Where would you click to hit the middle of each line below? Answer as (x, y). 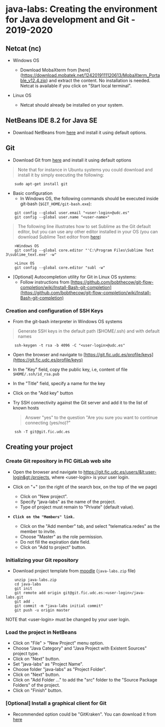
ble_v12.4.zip (33, 81)
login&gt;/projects (31, 477)
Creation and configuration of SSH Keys (54, 311)
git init (23, 588)
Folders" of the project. (36, 685)
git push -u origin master (42, 610)
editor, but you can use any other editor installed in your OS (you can (88, 231)
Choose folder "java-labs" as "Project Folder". (60, 670)
